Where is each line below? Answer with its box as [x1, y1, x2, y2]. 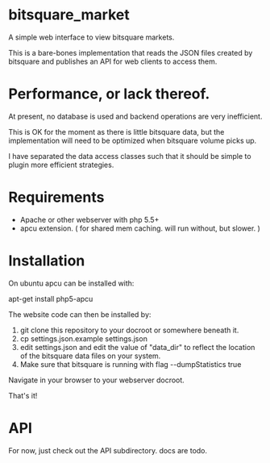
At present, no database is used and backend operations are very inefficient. [8, 111, 263, 121]
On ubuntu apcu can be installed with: [8, 278, 135, 288]
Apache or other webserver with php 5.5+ [19, 215, 160, 224]
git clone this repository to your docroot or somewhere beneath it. [19, 325, 239, 335]
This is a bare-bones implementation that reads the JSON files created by [8, 48, 253, 57]
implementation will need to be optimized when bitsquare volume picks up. [8, 136, 257, 145]
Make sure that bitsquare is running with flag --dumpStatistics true [19, 359, 242, 369]
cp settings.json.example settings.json [19, 333, 147, 344]
